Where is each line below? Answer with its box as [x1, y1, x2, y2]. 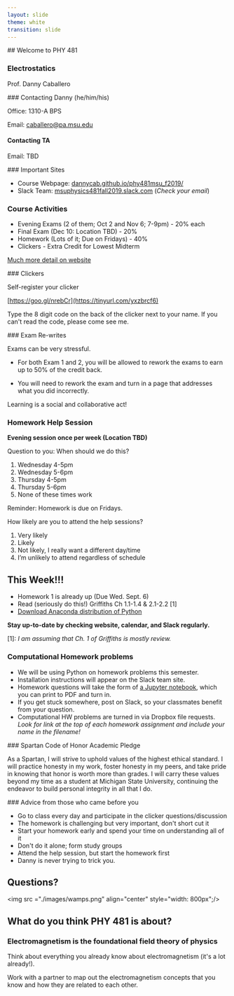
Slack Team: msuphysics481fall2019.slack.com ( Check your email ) [17, 186, 210, 195]
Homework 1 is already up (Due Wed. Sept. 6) [17, 593, 149, 601]
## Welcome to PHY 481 [7, 46, 78, 55]
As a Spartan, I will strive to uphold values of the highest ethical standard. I [7, 754, 223, 763]
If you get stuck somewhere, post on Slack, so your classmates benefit [17, 698, 223, 706]
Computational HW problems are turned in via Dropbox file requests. [17, 712, 216, 721]
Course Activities [7, 204, 68, 214]
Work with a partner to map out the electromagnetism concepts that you [7, 974, 216, 982]
